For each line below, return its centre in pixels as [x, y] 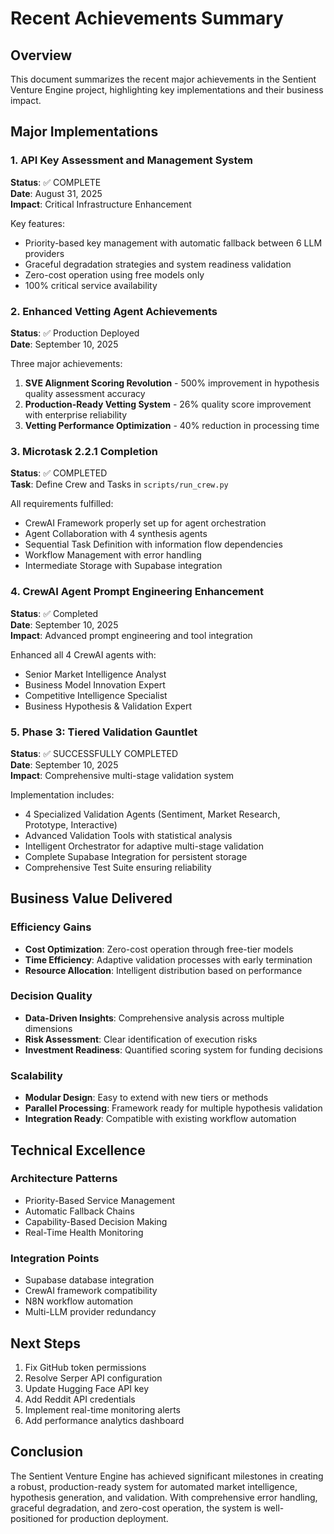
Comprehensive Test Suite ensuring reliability [118, 867]
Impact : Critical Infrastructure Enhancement [101, 204]
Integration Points [55, 1258]
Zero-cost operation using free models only [114, 274]
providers [44, 253]
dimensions [48, 1028]
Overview [41, 55]
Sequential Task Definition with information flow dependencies [153, 544]
